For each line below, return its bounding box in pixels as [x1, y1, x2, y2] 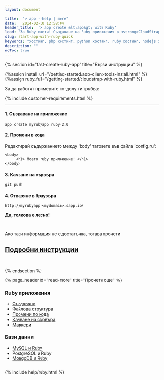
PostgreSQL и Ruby [12, 350, 52, 356]
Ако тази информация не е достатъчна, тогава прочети [5, 231, 121, 237]
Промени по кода [12, 311, 49, 317]
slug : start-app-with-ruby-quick [5, 34, 73, 39]
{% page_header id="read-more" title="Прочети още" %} [5, 278, 122, 283]
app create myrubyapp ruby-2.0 [5, 122, 69, 127]
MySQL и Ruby [12, 345, 42, 351]
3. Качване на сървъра [5, 171, 55, 177]
